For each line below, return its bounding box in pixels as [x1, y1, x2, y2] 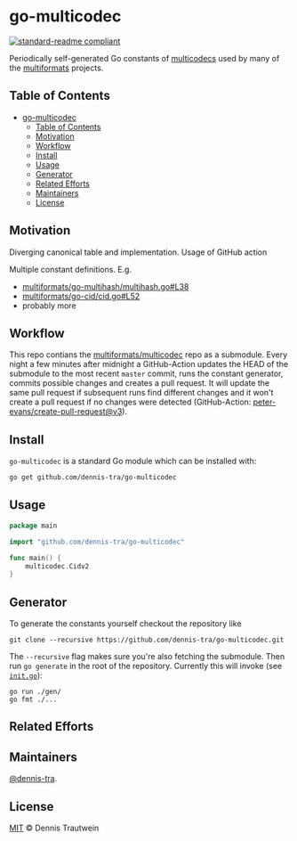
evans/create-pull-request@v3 [9, 406, 123, 417]
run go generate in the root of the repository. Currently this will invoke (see [9, 661, 283, 672]
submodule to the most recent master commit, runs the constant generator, [9, 368, 284, 380]
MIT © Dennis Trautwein [9, 822, 100, 834]
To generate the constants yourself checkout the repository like [9, 618, 242, 629]
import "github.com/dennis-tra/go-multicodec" [9, 537, 185, 546]
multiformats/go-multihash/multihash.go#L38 [21, 281, 189, 291]
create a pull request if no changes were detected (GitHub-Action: [9, 396, 252, 407]
